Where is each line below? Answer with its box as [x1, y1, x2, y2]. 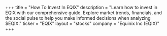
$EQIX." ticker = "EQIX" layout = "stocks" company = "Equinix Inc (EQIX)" [5, 20, 160, 26]
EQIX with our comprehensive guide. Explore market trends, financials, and [5, 10, 162, 16]
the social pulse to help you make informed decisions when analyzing [5, 15, 151, 21]
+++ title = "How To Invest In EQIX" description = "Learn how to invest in [5, 5, 157, 10]
